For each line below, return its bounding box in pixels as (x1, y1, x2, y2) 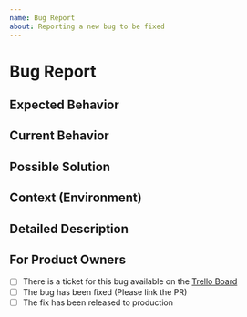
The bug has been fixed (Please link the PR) (22, 286, 188, 297)
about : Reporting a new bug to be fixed (9, 22, 166, 31)
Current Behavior (9, 128, 109, 144)
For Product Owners (9, 252, 126, 268)
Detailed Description (9, 220, 129, 237)
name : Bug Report (9, 13, 76, 23)
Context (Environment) (9, 190, 143, 206)
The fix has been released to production (22, 297, 173, 308)
